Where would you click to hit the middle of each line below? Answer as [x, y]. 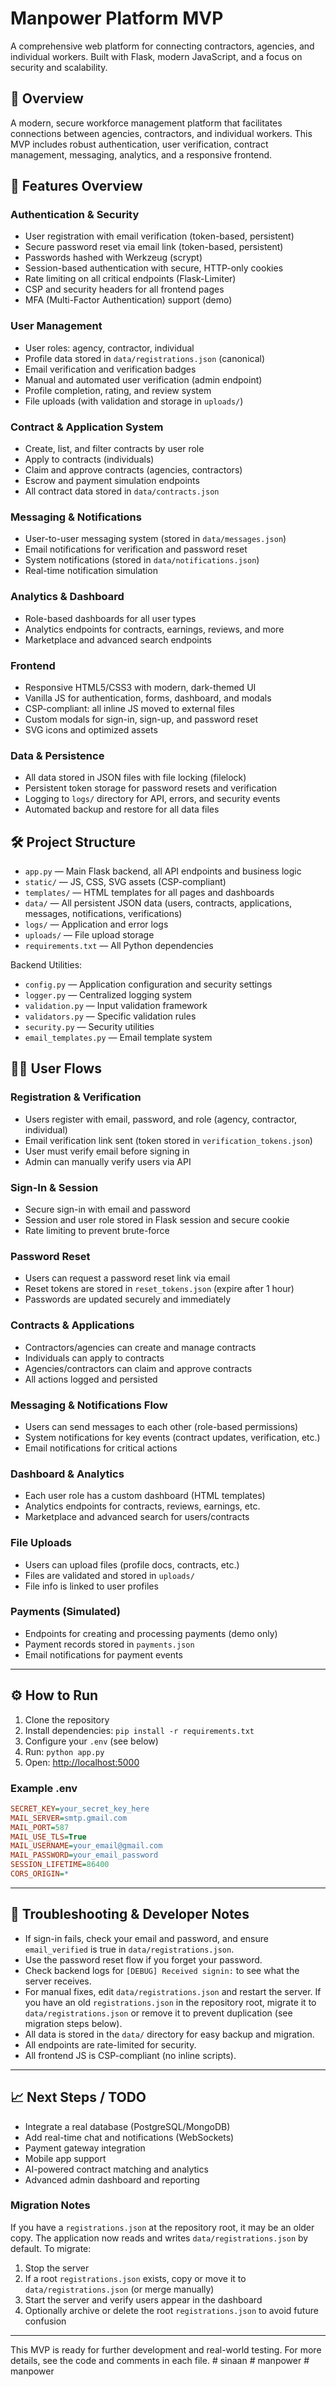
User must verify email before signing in [107, 1151]
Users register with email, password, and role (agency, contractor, [161, 1119]
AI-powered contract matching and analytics [116, 2169]
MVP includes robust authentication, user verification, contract [139, 144]
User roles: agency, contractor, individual [109, 348]
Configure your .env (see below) [91, 1741]
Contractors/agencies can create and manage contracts [140, 1347]
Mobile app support [65, 2158]
